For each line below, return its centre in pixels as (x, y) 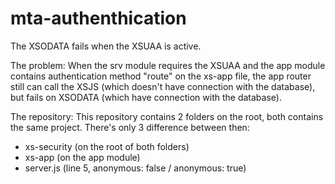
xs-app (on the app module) (82, 157)
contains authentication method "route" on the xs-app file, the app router (161, 76)
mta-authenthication (98, 18)
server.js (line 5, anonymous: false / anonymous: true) (135, 168)
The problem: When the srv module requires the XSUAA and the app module (168, 65)
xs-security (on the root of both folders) (107, 146)
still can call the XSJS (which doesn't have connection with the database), (163, 86)
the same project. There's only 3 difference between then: (130, 127)
